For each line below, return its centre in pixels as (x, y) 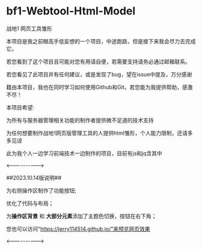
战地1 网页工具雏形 (29, 28)
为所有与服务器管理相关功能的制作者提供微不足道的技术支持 (80, 120)
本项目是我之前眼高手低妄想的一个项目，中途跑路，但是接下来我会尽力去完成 (101, 41)
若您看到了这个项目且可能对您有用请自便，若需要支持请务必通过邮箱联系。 (98, 61)
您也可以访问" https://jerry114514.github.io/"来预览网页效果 (78, 229)
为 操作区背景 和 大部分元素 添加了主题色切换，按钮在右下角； (81, 216)
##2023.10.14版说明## (34, 177)
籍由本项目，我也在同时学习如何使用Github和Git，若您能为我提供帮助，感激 (99, 87)
